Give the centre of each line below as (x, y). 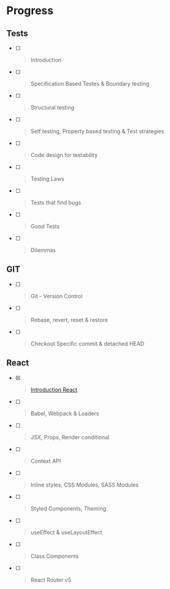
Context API (46, 461)
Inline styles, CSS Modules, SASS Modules (85, 485)
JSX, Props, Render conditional (70, 437)
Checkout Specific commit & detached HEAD (87, 344)
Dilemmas (43, 250)
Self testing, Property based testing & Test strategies (97, 131)
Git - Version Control (56, 296)
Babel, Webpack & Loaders (65, 413)
